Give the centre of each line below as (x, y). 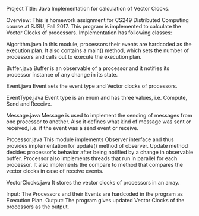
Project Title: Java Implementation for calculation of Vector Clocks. (88, 9)
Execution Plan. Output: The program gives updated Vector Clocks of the (95, 200)
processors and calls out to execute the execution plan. (74, 57)
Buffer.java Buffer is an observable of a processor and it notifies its (88, 68)
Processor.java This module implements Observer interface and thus (90, 139)
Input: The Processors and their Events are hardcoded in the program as (94, 194)
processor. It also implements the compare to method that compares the (94, 165)
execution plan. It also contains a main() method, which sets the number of (97, 50)
